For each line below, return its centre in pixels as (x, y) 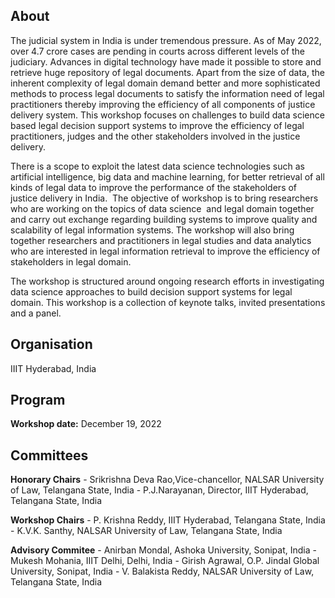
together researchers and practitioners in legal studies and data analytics (161, 240)
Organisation (51, 344)
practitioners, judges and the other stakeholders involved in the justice (155, 136)
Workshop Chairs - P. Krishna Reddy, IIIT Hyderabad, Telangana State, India (168, 520)
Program (38, 400)
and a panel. (36, 313)
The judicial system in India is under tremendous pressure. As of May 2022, (166, 40)
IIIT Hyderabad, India (53, 368)
